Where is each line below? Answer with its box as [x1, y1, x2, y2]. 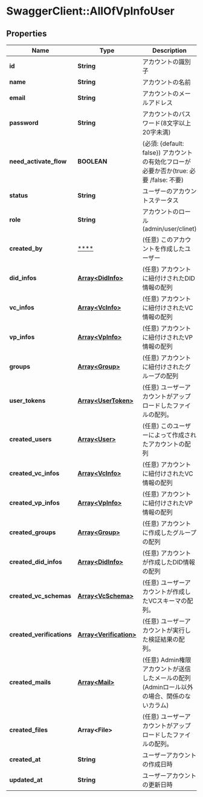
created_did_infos [9, 558, 62, 566]
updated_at [9, 776, 43, 784]
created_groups [9, 528, 56, 537]
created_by [9, 244, 43, 253]
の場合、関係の [142, 692, 185, 700]
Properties [6, 28, 47, 39]
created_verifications [9, 630, 72, 638]
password [9, 119, 39, 127]
